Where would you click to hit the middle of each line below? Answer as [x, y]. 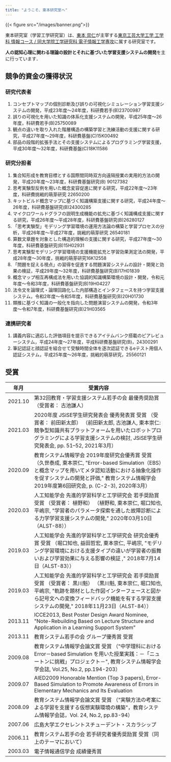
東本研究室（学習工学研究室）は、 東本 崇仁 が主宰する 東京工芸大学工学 [79, 35]
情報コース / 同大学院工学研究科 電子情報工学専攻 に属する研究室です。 [85, 41]
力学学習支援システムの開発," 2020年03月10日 [96, 518]
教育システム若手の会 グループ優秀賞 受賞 [83, 637]
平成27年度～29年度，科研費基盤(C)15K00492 [70, 136]
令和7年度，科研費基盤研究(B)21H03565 [64, 309]
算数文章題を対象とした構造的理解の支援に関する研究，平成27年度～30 [87, 239]
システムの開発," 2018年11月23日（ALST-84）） [93, 606]
